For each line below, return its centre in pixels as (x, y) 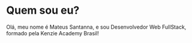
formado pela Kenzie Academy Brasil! (52, 33)
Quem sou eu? (43, 10)
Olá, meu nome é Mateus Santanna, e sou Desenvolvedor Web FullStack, (96, 27)
